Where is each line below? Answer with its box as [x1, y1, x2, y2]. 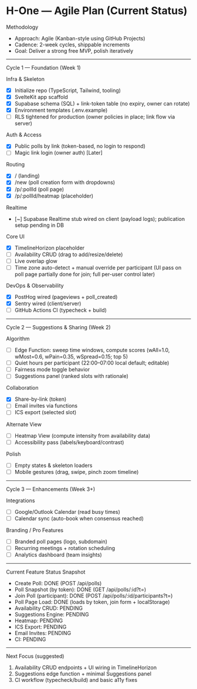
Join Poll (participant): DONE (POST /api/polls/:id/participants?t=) [14, 592, 173, 599]
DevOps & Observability [6, 282, 64, 289]
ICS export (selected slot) [14, 409, 77, 416]
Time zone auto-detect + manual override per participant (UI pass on [14, 264, 182, 271]
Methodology [6, 23, 39, 30]
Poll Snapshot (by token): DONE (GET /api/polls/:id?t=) [14, 586, 147, 593]
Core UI [6, 233, 25, 240]
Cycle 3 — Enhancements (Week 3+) [6, 485, 96, 493]
